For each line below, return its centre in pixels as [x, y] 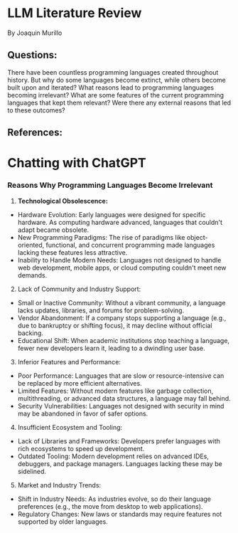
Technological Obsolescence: [63, 201]
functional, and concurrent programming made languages [130, 245]
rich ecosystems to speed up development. [81, 448]
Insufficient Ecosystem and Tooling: [70, 427]
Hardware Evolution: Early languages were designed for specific [112, 214]
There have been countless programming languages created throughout [113, 72]
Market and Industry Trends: [59, 485]
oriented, [31, 245]
